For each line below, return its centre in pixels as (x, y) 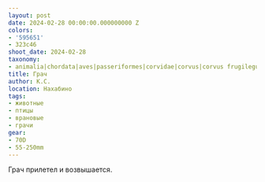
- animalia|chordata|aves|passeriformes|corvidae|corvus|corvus (116, 67)
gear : (17, 132)
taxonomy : (24, 60)
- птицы (21, 111)
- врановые (26, 118)
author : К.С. (30, 81)
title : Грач (28, 74)
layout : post (30, 15)
